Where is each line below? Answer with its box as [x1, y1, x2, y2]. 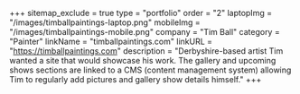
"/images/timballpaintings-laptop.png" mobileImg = [9, 17, 201, 28]
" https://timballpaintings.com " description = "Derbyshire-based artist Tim [9, 46, 284, 56]
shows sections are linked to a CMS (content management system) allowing [9, 64, 292, 75]
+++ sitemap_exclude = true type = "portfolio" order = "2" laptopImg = [9, 8, 273, 18]
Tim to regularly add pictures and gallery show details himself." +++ [9, 74, 262, 84]
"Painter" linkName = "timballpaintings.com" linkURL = [9, 36, 213, 47]
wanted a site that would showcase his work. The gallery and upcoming [9, 56, 277, 65]
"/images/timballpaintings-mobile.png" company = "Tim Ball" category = [9, 27, 280, 37]
